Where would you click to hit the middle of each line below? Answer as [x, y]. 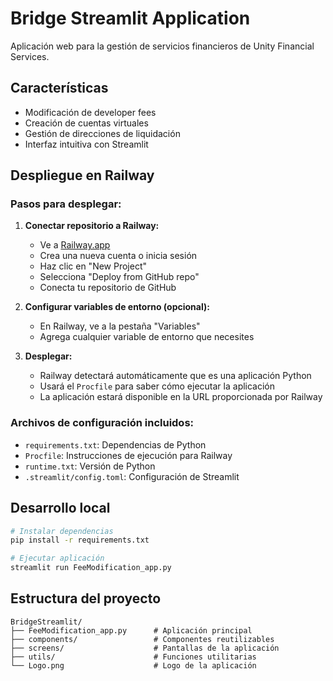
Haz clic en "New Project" [93, 266]
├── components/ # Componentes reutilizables [142, 639]
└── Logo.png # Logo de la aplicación [133, 665]
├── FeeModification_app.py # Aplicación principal [131, 630]
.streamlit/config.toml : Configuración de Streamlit [132, 476]
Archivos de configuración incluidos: [102, 423]
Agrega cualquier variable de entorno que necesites [147, 337]
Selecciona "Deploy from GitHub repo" [119, 277]
